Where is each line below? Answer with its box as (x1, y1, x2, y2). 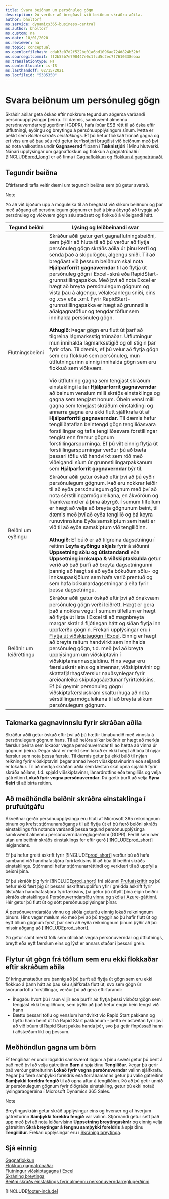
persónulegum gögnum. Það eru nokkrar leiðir (49, 479, 158, 486)
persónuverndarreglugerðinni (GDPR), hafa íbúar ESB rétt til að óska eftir (5, 122, 155, 128)
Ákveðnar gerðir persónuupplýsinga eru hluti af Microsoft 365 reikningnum (5, 816, 160, 822)
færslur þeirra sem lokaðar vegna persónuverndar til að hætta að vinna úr (5, 742, 157, 748)
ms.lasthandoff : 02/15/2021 (5, 68, 64, 73)
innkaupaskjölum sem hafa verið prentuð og (49, 574, 153, 581)
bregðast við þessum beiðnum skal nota (49, 258, 144, 265)
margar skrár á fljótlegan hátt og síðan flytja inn (49, 620, 161, 627)
